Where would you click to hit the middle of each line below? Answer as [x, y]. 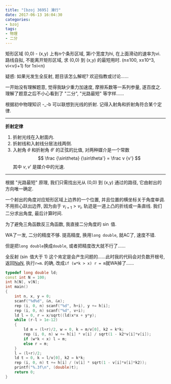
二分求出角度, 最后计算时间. [34, 213]
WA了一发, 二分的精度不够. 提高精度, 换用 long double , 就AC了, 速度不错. [81, 235]
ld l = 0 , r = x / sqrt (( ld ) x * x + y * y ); [55, 315]
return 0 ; [25, 372]
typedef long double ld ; [32, 273]
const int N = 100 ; [26, 277]
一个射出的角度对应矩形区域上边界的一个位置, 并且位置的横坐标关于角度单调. [85, 199]
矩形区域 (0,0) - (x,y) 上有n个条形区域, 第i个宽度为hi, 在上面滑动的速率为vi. [83, 54]
